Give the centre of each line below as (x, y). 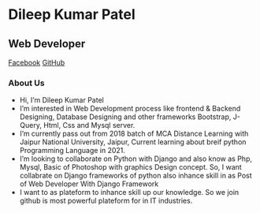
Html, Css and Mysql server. (89, 125)
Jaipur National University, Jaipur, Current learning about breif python (133, 142)
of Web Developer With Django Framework (89, 184)
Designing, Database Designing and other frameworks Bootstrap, (125, 117)
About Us (26, 83)
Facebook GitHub (37, 62)
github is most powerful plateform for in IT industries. (106, 201)
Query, (30, 125)
